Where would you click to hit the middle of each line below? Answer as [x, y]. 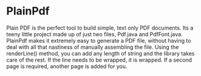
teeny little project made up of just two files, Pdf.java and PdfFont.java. [95, 34]
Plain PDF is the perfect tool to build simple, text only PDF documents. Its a [100, 28]
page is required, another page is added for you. [67, 66]
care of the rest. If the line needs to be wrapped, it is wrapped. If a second [99, 60]
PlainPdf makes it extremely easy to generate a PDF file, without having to [99, 40]
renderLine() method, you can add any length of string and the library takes [101, 53]
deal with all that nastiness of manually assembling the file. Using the [93, 47]
